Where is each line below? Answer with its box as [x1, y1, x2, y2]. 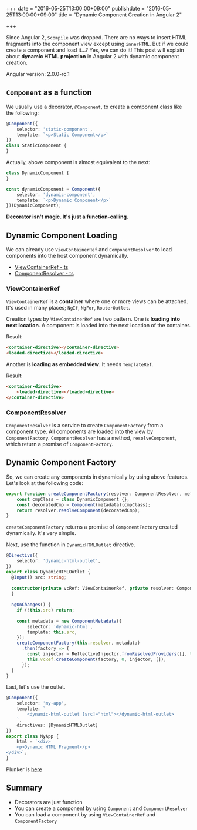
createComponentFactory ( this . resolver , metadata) [16, 640, 141, 646]
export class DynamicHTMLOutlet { [6, 569, 91, 575]
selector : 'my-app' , [16, 700, 67, 706]
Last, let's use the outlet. [6, 683, 66, 690]
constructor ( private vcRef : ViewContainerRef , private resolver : [11, 585, 175, 591]
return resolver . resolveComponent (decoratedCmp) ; [16, 507, 141, 513]
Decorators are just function [14, 798, 83, 805]
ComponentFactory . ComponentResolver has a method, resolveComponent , [6, 434, 177, 441]
